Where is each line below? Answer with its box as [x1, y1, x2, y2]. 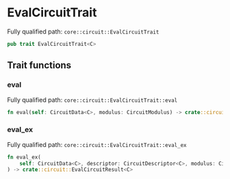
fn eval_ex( [7, 154, 41, 161]
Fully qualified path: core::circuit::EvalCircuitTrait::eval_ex [7, 140, 187, 148]
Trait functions [7, 59, 72, 71]
